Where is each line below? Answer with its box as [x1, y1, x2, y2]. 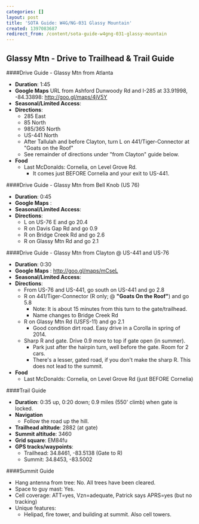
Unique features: [14, 504, 57, 511]
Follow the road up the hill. [23, 417, 90, 425]
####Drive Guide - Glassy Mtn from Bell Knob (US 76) [6, 181, 140, 189]
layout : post [6, 14, 39, 20]
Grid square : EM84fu [14, 437, 68, 444]
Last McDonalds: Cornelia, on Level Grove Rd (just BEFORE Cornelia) [23, 375, 194, 382]
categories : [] [6, 8, 44, 15]
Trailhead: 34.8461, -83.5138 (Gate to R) [23, 449, 123, 456]
